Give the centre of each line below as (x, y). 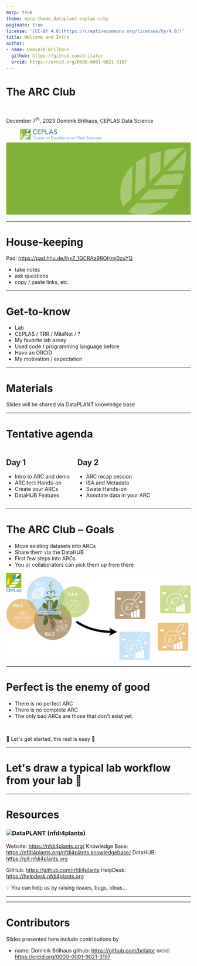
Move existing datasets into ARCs (55, 546)
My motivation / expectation (48, 359)
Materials (30, 388)
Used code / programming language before (67, 346)
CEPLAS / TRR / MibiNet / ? (47, 334)
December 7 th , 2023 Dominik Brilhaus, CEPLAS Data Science (80, 120)
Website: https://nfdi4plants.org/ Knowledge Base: (67, 846)
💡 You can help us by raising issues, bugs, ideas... (67, 887)
